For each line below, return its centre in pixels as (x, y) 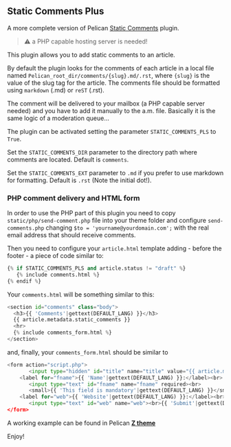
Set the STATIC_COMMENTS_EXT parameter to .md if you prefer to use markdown (115, 172)
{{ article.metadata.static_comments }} (72, 320)
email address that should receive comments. (71, 235)
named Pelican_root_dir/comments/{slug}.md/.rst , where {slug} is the (109, 75)
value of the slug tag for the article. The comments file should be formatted (113, 83)
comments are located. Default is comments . (68, 159)
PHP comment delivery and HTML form (74, 198)
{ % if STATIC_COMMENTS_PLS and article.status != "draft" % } (97, 268)
